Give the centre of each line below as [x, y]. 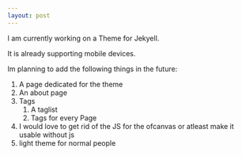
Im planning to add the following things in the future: [93, 69]
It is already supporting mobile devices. [72, 53]
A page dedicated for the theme [71, 84]
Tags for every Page [64, 118]
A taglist [44, 109]
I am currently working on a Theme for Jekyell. [83, 38]
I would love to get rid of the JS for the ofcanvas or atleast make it [126, 126]
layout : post [29, 15]
